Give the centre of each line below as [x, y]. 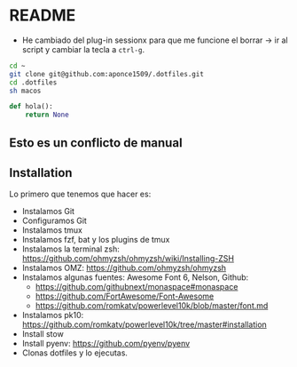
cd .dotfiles [33, 82]
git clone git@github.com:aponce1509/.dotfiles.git [106, 74]
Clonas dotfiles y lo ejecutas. [75, 353]
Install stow [43, 334]
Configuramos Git [54, 221]
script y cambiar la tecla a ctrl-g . [83, 49]
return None [47, 115]
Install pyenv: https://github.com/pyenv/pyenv [106, 344]
